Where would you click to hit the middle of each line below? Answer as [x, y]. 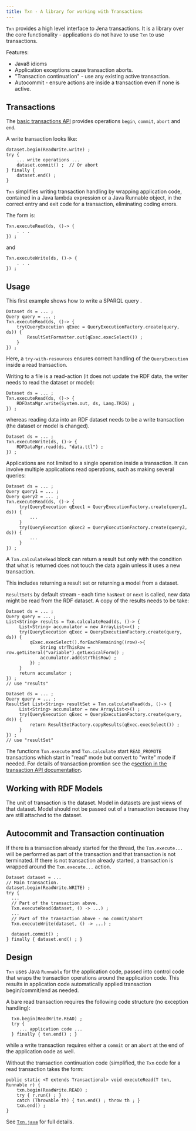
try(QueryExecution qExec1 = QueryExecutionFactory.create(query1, [103, 507]
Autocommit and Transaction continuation [85, 834]
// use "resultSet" [30, 740]
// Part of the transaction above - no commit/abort [77, 918]
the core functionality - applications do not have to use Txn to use [85, 34]
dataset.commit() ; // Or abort [58, 165]
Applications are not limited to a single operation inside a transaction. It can [97, 463]
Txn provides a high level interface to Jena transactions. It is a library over [95, 28]
